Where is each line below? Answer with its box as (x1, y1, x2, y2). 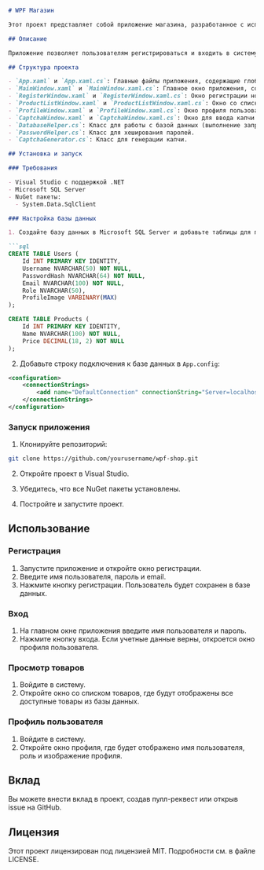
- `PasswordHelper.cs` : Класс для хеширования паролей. (8, 129, 195, 137)
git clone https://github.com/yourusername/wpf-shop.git (8, 455, 199, 462)
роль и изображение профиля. (19, 751, 123, 760)
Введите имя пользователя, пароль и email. (19, 572, 167, 581)
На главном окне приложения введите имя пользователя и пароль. (19, 626, 247, 635)
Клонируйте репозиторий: (19, 440, 108, 449)
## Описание (8, 35, 47, 42)
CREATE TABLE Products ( (8, 316, 90, 324)
